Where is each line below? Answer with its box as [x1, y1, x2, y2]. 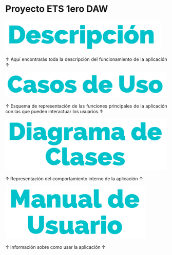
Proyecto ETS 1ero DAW [5, 3, 108, 15]
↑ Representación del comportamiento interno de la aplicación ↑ [5, 176, 143, 182]
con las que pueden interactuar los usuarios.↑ [5, 108, 104, 114]
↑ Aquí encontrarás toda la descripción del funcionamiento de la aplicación [5, 56, 167, 62]
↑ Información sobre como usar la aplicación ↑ [5, 244, 106, 250]
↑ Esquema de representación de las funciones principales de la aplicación [5, 103, 167, 109]
